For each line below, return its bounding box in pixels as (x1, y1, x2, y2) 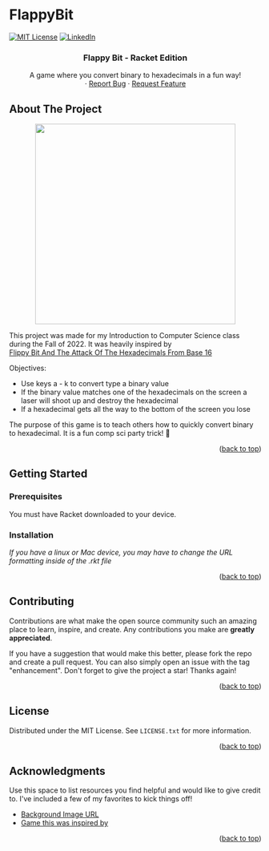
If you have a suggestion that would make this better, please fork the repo (9, 648, 252, 658)
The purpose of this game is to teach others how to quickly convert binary (9, 420, 254, 430)
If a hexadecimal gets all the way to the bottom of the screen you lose (20, 405, 251, 414)
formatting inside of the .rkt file (9, 556, 112, 566)
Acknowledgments (9, 764, 106, 778)
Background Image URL (20, 809, 99, 819)
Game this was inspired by (20, 818, 109, 828)
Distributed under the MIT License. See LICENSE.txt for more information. (9, 725, 251, 735)
